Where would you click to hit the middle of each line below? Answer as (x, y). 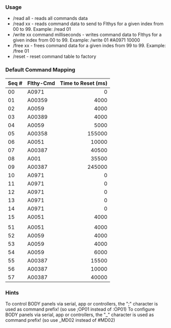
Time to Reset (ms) (83, 83)
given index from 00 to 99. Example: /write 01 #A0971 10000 (76, 40)
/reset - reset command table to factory (54, 56)
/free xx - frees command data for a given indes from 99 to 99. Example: (89, 46)
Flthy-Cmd (41, 83)
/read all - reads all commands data (50, 18)
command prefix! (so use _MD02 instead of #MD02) (60, 320)
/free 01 (21, 51)
